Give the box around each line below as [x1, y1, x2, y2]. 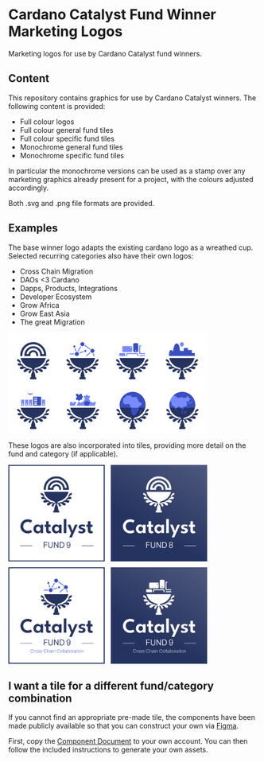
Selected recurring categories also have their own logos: [8, 251, 194, 260]
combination [8, 691, 72, 705]
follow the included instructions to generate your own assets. [8, 745, 208, 755]
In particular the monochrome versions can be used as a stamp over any [8, 165, 246, 176]
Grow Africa [19, 300, 60, 309]
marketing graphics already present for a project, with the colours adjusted [8, 174, 254, 184]
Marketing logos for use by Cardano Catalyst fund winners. [8, 49, 203, 58]
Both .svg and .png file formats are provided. [8, 198, 155, 208]
